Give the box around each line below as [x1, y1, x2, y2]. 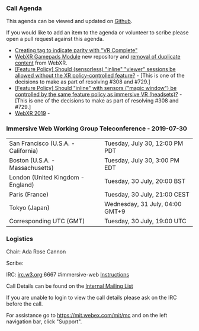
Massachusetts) [9, 163, 54, 172]
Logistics [6, 234, 34, 243]
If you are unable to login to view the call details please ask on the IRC [6, 294, 177, 301]
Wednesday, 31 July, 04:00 [104, 200, 182, 208]
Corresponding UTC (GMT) [9, 217, 85, 225]
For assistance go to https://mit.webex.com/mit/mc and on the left [6, 311, 168, 319]
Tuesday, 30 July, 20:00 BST [104, 176, 186, 185]
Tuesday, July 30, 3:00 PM [104, 156, 179, 164]
